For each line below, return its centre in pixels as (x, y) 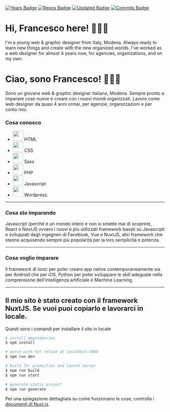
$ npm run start (22, 375)
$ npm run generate (26, 389)
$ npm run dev (20, 357)
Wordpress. (36, 195)
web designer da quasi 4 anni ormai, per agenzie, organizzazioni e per (79, 104)
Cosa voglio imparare (32, 258)
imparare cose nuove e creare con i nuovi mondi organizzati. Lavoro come (83, 99)
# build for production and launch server (51, 366)
